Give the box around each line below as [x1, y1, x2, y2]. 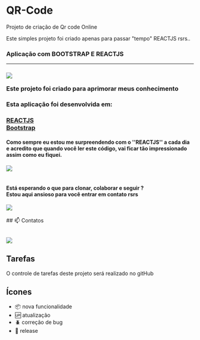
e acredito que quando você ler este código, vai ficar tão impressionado [6, 144, 187, 152]
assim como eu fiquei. [6, 151, 62, 158]
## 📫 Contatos [6, 217, 44, 224]
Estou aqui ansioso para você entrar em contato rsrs [6, 191, 139, 198]
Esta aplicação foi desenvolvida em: [6, 100, 113, 109]
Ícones [6, 287, 32, 297]
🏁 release [14, 327, 39, 335]
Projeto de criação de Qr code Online [6, 23, 98, 30]
